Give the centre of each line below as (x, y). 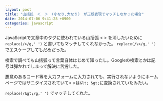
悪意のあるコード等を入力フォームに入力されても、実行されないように (75, 77)
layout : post (18, 10)
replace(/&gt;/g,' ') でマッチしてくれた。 (49, 93)
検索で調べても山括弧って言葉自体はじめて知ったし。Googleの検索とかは (78, 60)
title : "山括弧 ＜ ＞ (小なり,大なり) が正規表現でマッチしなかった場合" (74, 14)
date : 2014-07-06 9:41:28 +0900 (38, 19)
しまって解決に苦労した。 (56, 66)
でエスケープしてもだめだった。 (37, 50)
